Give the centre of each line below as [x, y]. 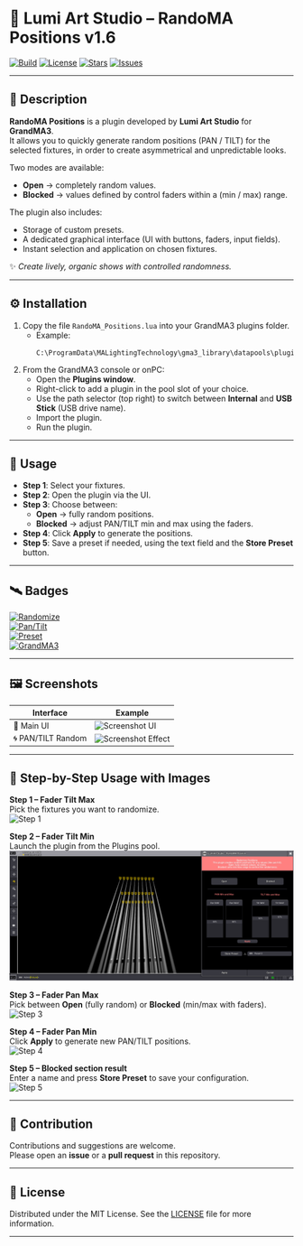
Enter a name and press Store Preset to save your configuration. [129, 1077]
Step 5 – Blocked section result [69, 1068]
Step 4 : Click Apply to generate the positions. [108, 534]
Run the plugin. [64, 427]
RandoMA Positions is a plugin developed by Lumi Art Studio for [131, 121]
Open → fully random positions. [95, 515]
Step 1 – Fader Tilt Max [52, 800]
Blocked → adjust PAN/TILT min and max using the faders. [145, 524]
